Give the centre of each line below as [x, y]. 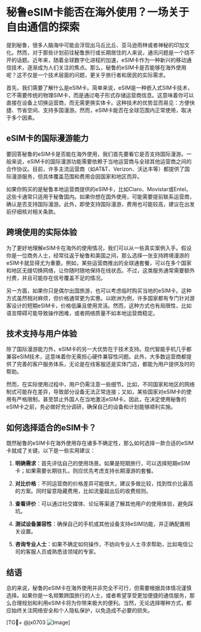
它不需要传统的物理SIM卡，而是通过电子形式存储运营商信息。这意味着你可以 [100, 95]
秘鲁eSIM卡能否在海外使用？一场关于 [98, 12]
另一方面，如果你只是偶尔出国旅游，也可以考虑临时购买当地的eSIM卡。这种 [99, 291]
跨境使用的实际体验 [42, 232]
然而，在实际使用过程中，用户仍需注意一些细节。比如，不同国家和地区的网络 [100, 385]
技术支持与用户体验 [42, 333]
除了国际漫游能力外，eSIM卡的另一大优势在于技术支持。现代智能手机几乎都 [99, 349]
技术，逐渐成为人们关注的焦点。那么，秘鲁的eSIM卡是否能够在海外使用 [99, 67]
